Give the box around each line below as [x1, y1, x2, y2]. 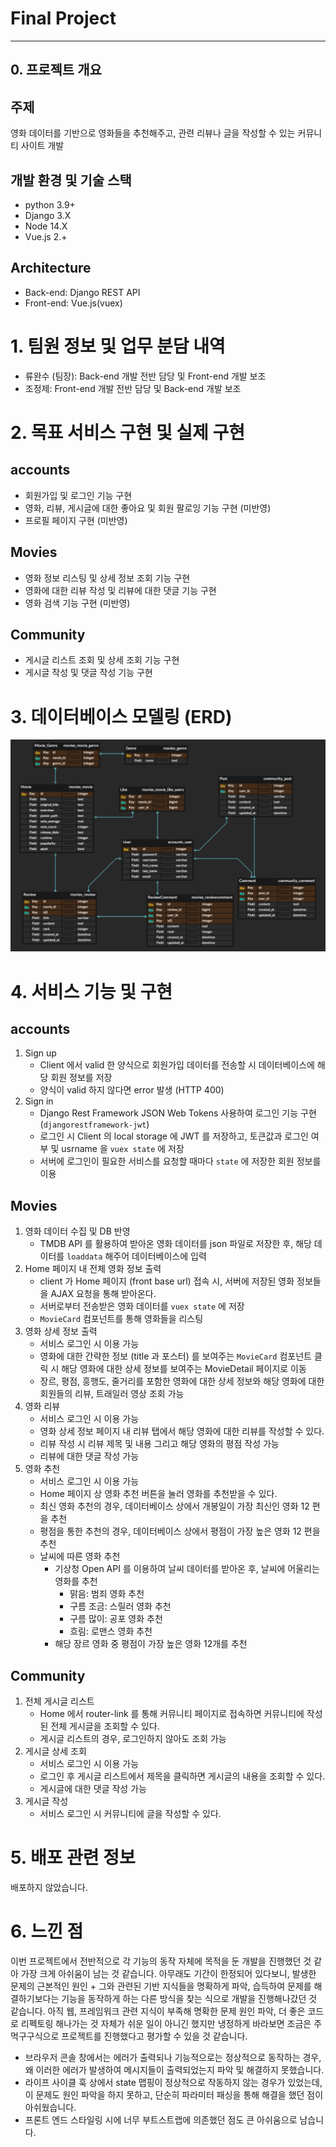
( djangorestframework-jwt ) [39, 1118, 150, 1131]
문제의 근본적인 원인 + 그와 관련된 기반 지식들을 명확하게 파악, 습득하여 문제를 [10, 1980, 312, 1992]
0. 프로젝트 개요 [10, 62, 102, 79]
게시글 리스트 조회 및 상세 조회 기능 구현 [24, 654, 180, 666]
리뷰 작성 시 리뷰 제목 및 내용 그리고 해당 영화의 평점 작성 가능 [39, 1438, 280, 1450]
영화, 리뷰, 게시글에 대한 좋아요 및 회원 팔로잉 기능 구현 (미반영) [24, 502, 272, 514]
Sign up [24, 1047, 57, 1059]
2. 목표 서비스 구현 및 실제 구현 [10, 421, 246, 444]
